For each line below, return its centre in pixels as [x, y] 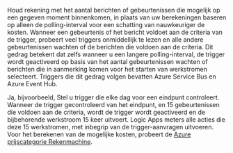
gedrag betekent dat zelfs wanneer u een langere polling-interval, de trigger [116, 54]
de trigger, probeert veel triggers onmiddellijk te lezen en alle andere [105, 40]
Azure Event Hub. [32, 84]
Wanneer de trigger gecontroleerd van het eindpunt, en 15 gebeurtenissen [114, 105]
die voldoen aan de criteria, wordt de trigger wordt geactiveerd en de [106, 112]
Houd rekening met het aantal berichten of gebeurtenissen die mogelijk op [114, 10]
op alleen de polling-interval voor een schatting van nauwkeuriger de [106, 25]
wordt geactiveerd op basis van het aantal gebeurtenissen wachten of [108, 62]
